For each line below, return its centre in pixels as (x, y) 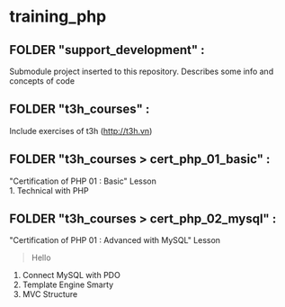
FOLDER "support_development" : (107, 50)
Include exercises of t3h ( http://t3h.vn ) (81, 131)
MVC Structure (50, 294)
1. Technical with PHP (49, 190)
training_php (58, 17)
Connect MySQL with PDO (71, 275)
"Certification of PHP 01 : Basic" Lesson (83, 181)
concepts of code (42, 81)
